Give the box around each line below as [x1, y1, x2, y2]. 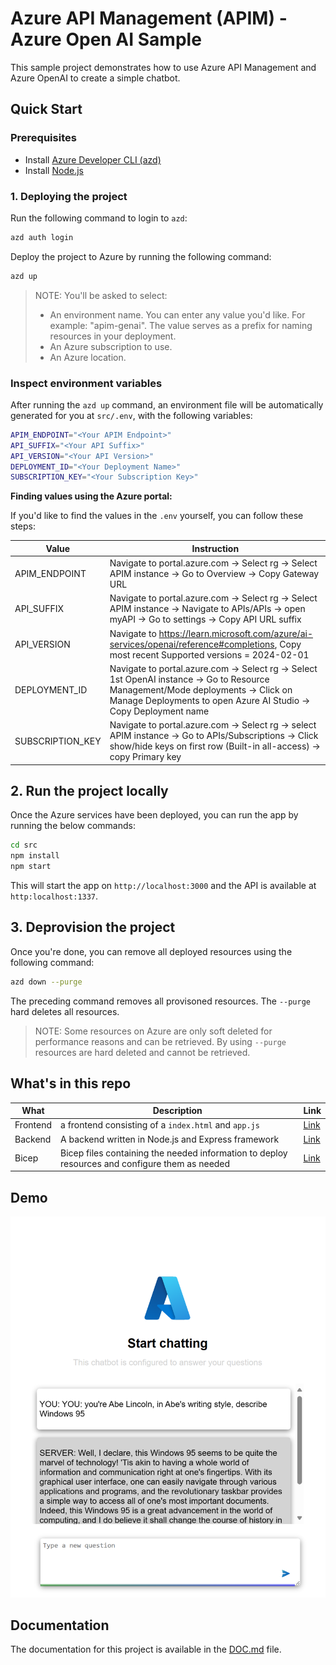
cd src [10, 840, 38, 851]
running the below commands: [10, 820, 136, 832]
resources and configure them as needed [60, 1157, 231, 1169]
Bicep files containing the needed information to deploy [60, 1147, 288, 1159]
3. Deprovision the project [10, 919, 176, 936]
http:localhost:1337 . [10, 890, 99, 902]
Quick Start [10, 101, 83, 118]
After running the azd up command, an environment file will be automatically [10, 398, 324, 411]
